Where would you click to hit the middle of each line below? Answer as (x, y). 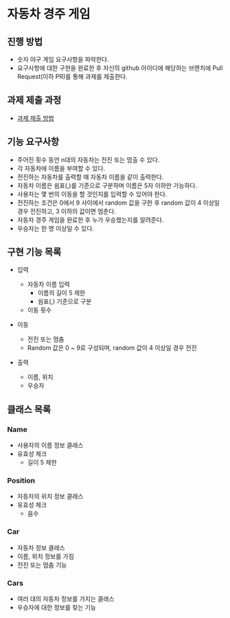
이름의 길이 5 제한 (61, 293)
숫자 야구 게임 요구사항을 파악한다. (63, 59)
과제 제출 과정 (34, 100)
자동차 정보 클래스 (41, 547)
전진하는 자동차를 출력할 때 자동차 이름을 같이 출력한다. (90, 176)
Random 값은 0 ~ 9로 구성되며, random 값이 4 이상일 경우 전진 (112, 348)
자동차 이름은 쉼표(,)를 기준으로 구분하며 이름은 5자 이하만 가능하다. (107, 185)
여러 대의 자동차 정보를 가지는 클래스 (66, 599)
